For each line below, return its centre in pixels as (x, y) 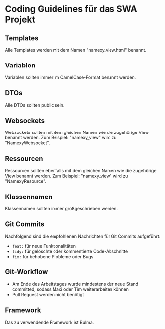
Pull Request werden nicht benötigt (48, 294)
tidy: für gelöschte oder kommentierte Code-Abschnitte (70, 251)
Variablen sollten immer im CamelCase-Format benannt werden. (71, 77)
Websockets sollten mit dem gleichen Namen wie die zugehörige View (77, 132)
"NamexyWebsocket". (27, 143)
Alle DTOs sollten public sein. (35, 105)
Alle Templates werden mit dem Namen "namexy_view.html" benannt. (76, 50)
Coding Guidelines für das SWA (71, 9)
